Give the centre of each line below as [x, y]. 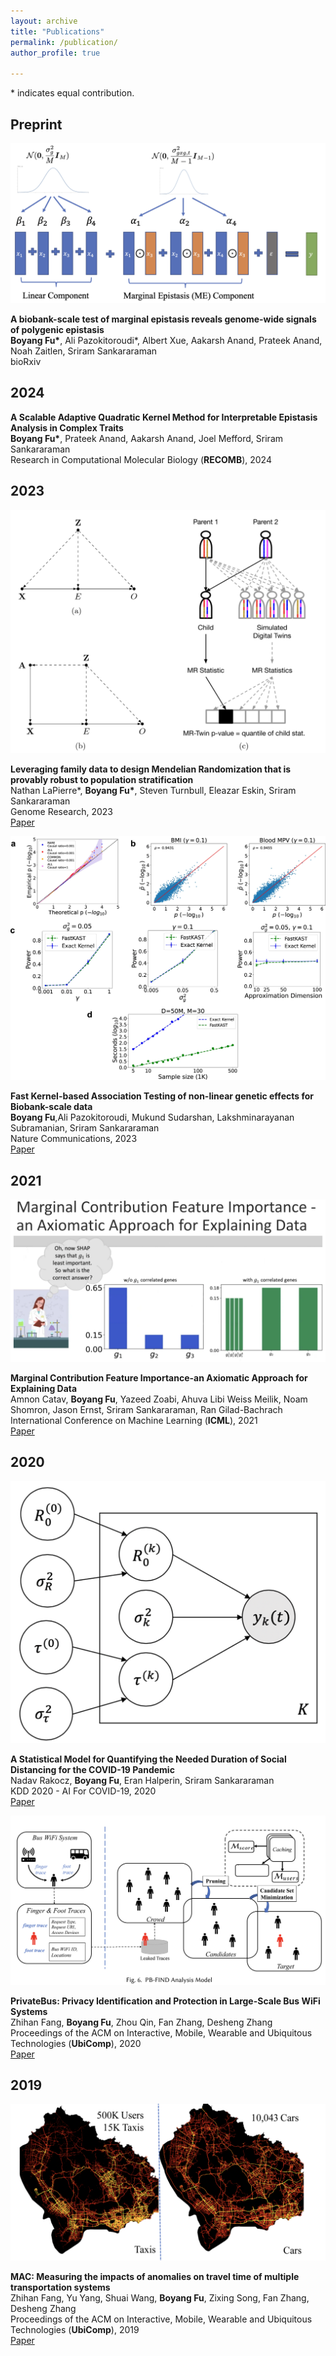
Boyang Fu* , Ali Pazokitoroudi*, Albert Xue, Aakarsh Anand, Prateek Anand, [166, 340]
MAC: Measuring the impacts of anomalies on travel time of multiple [155, 2277]
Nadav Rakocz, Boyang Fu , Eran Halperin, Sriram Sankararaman [142, 1781]
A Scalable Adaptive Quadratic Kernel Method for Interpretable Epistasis [164, 417]
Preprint [36, 124]
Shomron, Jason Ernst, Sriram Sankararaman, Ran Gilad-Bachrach [146, 1409]
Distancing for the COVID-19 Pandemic [92, 1770]
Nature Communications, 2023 [74, 1139]
